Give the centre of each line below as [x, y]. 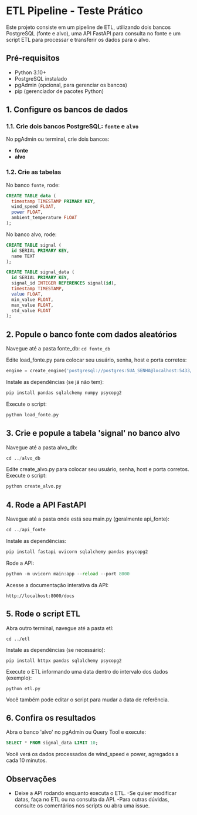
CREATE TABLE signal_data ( [40, 272]
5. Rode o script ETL [43, 614]
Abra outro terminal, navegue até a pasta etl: [60, 628]
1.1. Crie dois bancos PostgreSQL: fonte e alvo [72, 127]
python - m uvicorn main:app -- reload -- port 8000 [68, 574]
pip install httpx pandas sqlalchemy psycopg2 [64, 661]
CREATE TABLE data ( [31, 196]
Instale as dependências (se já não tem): [55, 382]
